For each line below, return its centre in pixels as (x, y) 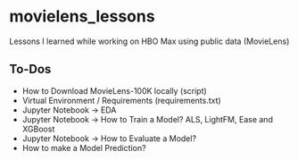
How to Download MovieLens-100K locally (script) (114, 90)
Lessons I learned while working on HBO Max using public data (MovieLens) (149, 41)
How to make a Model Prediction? (84, 147)
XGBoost (38, 129)
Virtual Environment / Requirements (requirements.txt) (121, 100)
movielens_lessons (82, 17)
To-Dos (30, 69)
